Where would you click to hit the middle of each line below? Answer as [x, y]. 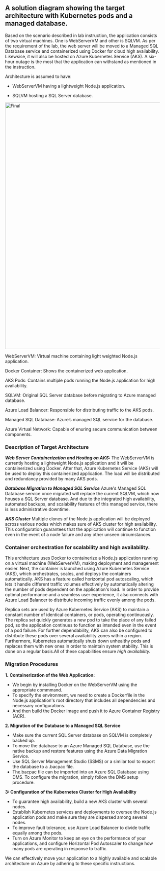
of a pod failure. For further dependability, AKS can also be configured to [79, 630]
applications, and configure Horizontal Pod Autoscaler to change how [82, 843]
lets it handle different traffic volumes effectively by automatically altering [79, 584]
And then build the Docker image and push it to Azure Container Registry [86, 711]
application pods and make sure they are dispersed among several [80, 817]
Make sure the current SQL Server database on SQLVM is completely [82, 735]
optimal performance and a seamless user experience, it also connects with [82, 595]
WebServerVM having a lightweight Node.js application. [69, 86]
